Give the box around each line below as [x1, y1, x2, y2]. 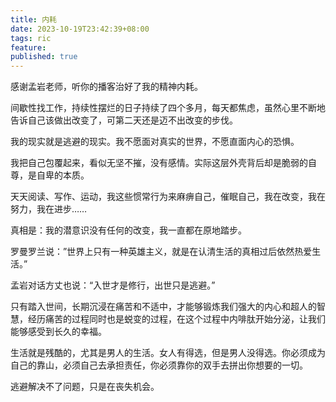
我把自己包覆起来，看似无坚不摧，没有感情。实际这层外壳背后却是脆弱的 [10, 157, 308, 169]
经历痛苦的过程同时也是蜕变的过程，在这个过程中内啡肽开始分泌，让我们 [27, 313, 326, 325]
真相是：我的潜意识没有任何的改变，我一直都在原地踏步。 [10, 224, 247, 236]
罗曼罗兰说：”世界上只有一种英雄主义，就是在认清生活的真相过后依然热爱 [10, 246, 313, 258]
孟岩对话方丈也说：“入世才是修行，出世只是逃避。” [10, 279, 216, 291]
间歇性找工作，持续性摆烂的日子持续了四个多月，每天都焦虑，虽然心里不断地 [10, 102, 326, 114]
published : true [10, 52, 78, 62]
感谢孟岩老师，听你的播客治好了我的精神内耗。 [10, 81, 203, 93]
